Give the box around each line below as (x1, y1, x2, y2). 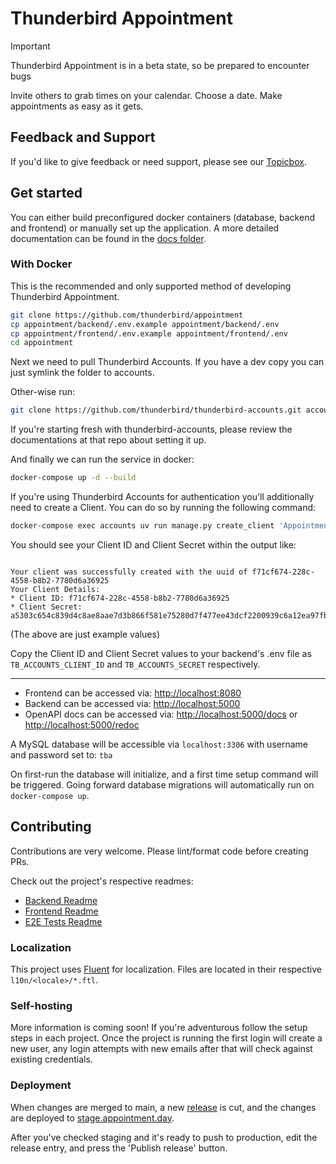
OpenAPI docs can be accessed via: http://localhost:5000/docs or (24, 708, 298, 720)
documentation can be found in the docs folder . (10, 232, 207, 244)
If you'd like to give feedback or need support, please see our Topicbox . (10, 155, 307, 167)
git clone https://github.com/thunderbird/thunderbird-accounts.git (10, 405, 302, 416)
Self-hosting (10, 999, 73, 1013)
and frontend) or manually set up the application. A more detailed (10, 222, 280, 234)
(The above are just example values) (10, 628, 161, 640)
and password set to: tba (10, 748, 113, 761)
